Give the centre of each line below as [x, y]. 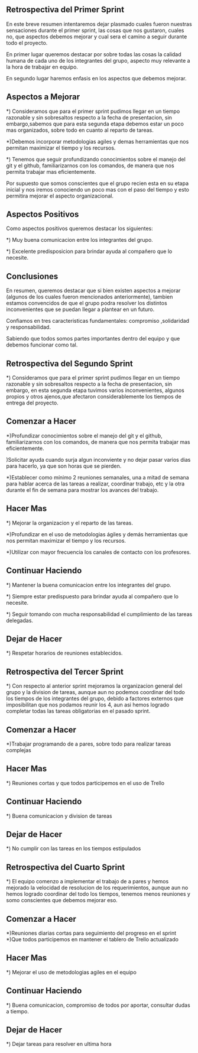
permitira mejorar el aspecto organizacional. [60, 196]
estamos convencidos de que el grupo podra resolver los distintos [87, 303]
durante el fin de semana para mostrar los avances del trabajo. [82, 490]
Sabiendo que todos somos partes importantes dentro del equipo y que [93, 339]
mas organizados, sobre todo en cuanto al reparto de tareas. [80, 130]
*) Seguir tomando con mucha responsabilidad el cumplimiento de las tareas [99, 614]
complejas [19, 750]
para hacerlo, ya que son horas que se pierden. [64, 466]
